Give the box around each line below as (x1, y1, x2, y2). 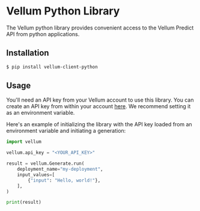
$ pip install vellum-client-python (6, 64, 98, 70)
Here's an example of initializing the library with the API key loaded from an (6, 121, 192, 128)
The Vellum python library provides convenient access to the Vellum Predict (6, 24, 194, 31)
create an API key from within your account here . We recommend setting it (6, 103, 191, 110)
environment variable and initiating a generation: (6, 127, 126, 135)
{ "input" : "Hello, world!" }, (28, 177, 101, 183)
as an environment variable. (6, 109, 75, 117)
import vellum (6, 139, 42, 145)
